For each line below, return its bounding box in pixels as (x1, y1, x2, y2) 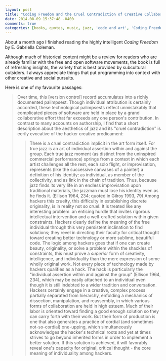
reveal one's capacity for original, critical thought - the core (29, 345, 151, 351)
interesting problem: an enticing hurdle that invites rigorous (29, 208, 150, 215)
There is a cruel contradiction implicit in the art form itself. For (29, 140, 156, 146)
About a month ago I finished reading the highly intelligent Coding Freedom (5, 39, 158, 45)
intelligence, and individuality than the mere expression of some (29, 256, 160, 262)
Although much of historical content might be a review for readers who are (5, 54, 157, 60)
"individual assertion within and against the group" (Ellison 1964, (29, 272, 161, 278)
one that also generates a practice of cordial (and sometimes (29, 319, 154, 325)
